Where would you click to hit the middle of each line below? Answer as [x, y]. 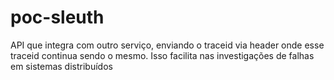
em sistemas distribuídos [61, 66]
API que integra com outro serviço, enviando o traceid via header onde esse [167, 45]
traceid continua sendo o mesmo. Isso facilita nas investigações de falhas [162, 55]
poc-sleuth [57, 17]
